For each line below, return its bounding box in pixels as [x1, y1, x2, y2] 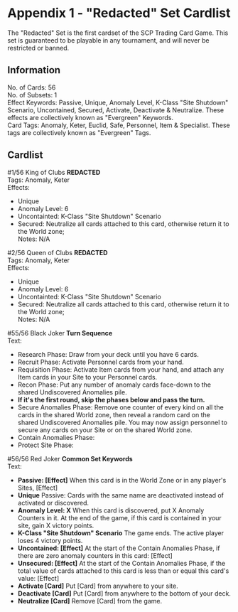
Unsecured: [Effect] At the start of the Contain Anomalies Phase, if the [17, 559, 226, 567]
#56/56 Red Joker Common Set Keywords [7, 454, 133, 463]
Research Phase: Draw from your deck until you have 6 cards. [17, 350, 199, 358]
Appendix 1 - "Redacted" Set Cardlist [7, 5, 231, 21]
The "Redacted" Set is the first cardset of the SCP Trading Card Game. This [7, 28, 229, 37]
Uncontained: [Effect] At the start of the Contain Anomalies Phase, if [17, 544, 220, 552]
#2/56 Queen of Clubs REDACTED [7, 248, 108, 257]
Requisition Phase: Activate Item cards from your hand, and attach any [17, 365, 225, 374]
